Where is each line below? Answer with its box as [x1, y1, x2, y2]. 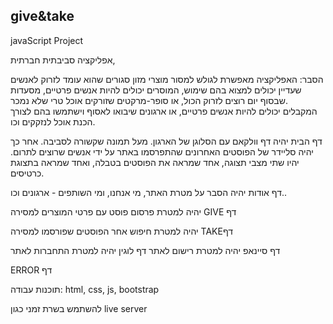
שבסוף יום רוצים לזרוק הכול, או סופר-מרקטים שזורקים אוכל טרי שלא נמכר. [10, 94, 288, 106]
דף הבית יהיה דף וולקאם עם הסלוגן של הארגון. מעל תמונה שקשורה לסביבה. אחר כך [10, 135, 323, 147]
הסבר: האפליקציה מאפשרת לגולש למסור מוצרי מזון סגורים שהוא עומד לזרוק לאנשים [10, 73, 324, 85]
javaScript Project [10, 34, 84, 46]
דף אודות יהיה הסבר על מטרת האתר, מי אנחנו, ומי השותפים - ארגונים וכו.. [10, 186, 287, 198]
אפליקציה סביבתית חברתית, [10, 54, 116, 66]
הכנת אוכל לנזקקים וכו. [10, 115, 96, 128]
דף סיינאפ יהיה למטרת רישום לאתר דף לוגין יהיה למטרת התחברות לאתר [10, 244, 281, 256]
